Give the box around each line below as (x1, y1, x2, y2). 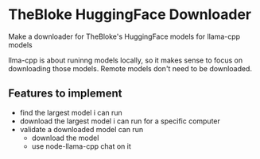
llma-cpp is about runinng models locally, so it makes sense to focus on (8, 55, 243, 65)
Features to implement (8, 87, 122, 100)
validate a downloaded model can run (19, 124, 144, 134)
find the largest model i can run (19, 108, 123, 117)
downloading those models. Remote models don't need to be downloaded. (8, 63, 253, 73)
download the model (31, 133, 99, 142)
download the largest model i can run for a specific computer (19, 116, 221, 126)
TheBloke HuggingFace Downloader (8, 6, 252, 24)
